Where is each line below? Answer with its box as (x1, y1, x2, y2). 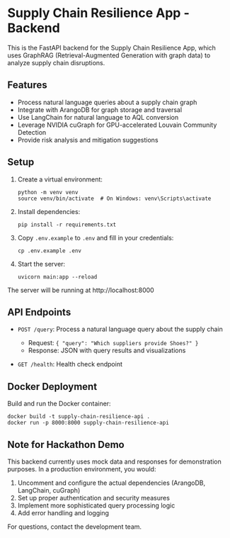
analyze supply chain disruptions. (7, 58, 105, 67)
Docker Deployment (7, 381, 98, 393)
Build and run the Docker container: (7, 399, 111, 408)
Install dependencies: (17, 207, 81, 215)
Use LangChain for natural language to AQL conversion (17, 113, 179, 121)
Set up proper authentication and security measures (17, 494, 170, 502)
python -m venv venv (17, 189, 79, 196)
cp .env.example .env (17, 247, 81, 254)
